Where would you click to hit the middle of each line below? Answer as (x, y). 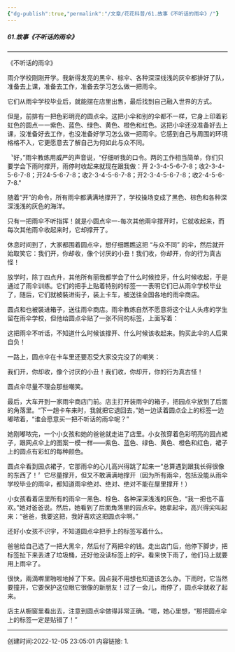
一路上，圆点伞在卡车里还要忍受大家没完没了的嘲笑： (84, 356)
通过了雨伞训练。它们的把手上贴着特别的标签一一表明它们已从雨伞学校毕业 (114, 285)
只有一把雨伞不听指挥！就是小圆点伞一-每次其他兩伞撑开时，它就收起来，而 (116, 221)
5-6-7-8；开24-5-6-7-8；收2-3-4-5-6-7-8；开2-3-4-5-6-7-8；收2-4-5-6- (116, 175)
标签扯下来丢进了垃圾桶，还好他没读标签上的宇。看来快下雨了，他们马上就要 (117, 555)
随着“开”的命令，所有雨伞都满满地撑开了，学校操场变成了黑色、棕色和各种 (114, 197)
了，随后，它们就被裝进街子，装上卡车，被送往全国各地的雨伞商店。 (105, 294)
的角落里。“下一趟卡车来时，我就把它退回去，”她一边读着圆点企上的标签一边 (116, 410)
